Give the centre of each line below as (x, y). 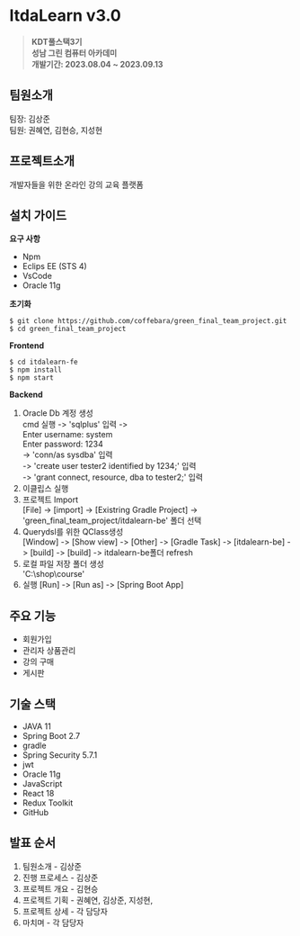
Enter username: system (67, 435)
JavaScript (42, 783)
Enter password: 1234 (62, 444)
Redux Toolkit (48, 803)
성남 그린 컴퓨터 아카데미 (74, 53)
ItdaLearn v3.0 (65, 16)
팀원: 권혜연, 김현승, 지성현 (56, 130)
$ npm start (31, 378)
